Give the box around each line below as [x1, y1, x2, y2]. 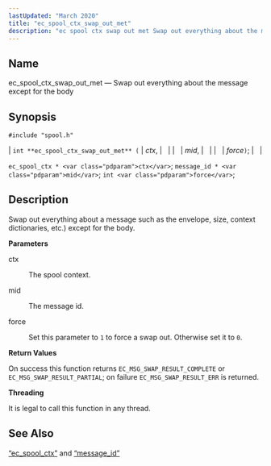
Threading [8, 388, 44, 397]
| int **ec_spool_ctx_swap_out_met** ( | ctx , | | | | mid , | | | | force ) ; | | [8, 146, 263, 155]
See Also [8, 426, 54, 440]
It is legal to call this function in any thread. [8, 403, 151, 413]
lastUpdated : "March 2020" [8, 11, 99, 20]
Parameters [8, 239, 48, 248]
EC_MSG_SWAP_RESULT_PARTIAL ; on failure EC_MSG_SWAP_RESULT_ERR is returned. [8, 372, 260, 381]
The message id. [28, 301, 85, 310]
